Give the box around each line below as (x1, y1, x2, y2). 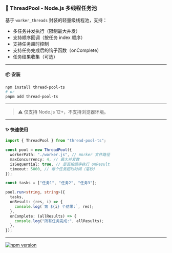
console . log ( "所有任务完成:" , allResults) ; (14, 218, 104, 224)
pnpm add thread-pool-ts (5, 94, 58, 100)
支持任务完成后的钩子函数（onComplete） (12, 47, 102, 53)
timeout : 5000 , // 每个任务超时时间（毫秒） (10, 166, 97, 171)
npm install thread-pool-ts (5, 85, 66, 90)
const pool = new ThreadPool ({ (5, 147, 72, 152)
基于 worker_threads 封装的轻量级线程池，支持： (5, 17, 107, 24)
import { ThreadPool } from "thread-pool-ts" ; (5, 138, 106, 143)
